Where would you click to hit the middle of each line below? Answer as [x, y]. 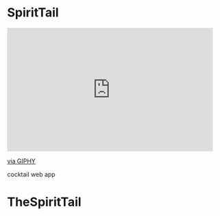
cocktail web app [32, 174]
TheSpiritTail [44, 202]
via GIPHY [22, 161]
